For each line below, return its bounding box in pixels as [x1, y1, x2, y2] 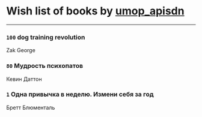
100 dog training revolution [6, 33, 85, 41]
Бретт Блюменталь [6, 104, 55, 111]
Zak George [6, 47, 36, 54]
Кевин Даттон [6, 75, 42, 82]
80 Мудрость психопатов [6, 62, 83, 70]
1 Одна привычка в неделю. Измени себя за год [6, 90, 155, 98]
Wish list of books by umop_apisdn [6, 4, 185, 18]
